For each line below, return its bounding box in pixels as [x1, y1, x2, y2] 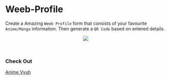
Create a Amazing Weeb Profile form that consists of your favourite [5, 20, 147, 26]
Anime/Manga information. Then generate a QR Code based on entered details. [5, 25, 165, 31]
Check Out [5, 57, 32, 64]
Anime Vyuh [5, 69, 31, 75]
